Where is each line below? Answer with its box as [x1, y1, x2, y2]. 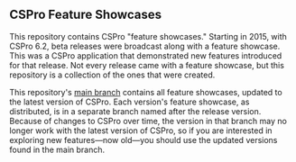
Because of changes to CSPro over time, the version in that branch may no [9, 115, 287, 126]
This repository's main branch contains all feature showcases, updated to [9, 86, 282, 97]
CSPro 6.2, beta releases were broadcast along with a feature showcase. [9, 40, 281, 51]
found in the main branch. [9, 144, 106, 155]
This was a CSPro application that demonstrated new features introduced [9, 49, 282, 61]
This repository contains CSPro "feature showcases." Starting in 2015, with [9, 31, 287, 41]
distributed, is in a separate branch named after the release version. [9, 105, 262, 116]
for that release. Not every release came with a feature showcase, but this [9, 59, 284, 70]
